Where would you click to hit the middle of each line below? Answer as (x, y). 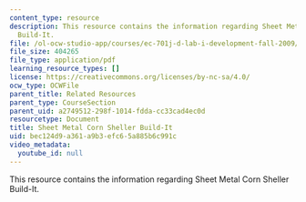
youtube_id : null (51, 153)
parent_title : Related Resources (73, 94)
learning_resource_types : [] (65, 69)
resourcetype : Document (55, 119)
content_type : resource (55, 18)
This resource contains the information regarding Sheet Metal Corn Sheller (149, 179)
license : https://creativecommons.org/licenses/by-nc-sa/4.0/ (130, 77)
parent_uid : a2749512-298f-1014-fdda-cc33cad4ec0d (107, 111)
